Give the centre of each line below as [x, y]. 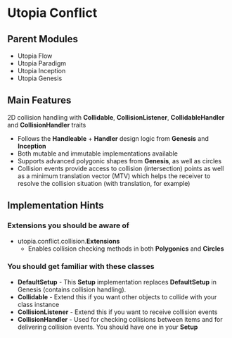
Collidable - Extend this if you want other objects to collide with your [117, 296]
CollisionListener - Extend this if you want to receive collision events [117, 312]
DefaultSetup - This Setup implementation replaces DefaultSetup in [117, 282]
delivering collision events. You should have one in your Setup [108, 327]
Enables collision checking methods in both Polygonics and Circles [126, 249]
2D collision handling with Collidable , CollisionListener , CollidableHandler [116, 117]
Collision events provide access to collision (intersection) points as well [121, 168]
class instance [38, 304]
